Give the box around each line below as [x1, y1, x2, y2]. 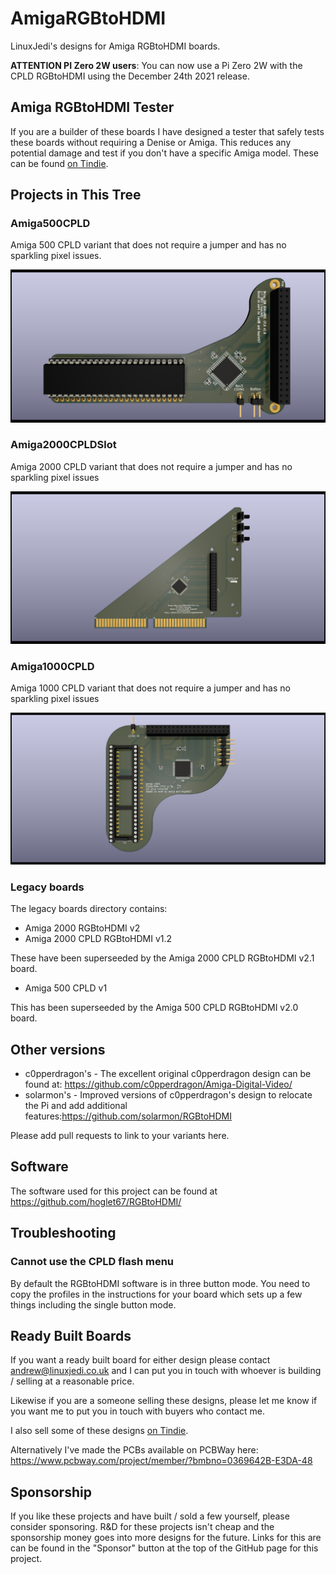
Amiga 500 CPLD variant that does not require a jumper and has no [10, 239, 287, 251]
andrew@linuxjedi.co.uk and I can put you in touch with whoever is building [10, 1365, 322, 1377]
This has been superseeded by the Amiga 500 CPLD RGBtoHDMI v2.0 [10, 1002, 299, 1014]
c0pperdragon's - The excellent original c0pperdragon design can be [24, 1068, 312, 1080]
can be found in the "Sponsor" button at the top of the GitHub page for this [10, 1542, 319, 1554]
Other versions [10, 1041, 106, 1058]
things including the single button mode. [10, 1298, 177, 1311]
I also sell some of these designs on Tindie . [10, 1425, 189, 1437]
